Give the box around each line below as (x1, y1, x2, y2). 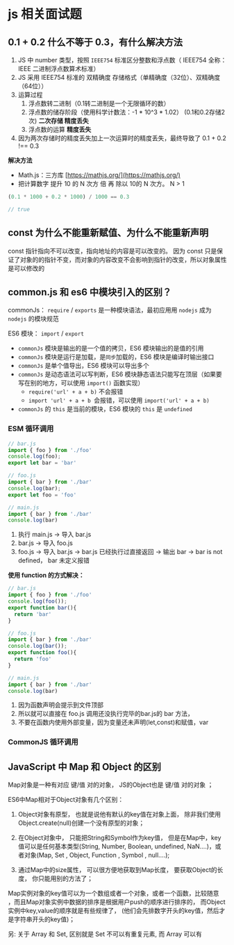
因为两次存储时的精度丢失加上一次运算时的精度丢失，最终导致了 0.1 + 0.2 (17, 134, 226, 142)
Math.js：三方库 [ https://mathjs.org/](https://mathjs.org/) (17, 171, 181, 179)
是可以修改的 (8, 264, 44, 272)
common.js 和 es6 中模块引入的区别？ (8, 286, 172, 298)
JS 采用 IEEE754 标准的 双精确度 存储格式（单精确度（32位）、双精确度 (17, 74, 221, 81)
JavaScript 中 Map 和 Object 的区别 (8, 761, 162, 773)
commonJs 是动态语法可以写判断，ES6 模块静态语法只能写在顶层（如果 (17, 370, 217, 378)
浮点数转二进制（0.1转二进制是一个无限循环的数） (28, 99, 170, 108)
